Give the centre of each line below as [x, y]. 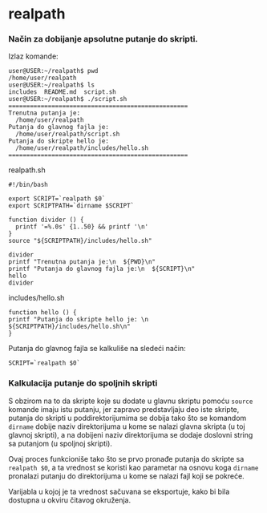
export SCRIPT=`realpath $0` [57, 199]
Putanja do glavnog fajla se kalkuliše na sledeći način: [97, 349]
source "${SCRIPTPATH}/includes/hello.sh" [80, 241]
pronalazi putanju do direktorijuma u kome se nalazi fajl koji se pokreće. [126, 476]
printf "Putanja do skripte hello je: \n [79, 320]
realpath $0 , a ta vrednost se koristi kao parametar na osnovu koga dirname [133, 467]
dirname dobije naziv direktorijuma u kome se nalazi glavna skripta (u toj [127, 426]
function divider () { [46, 220]
